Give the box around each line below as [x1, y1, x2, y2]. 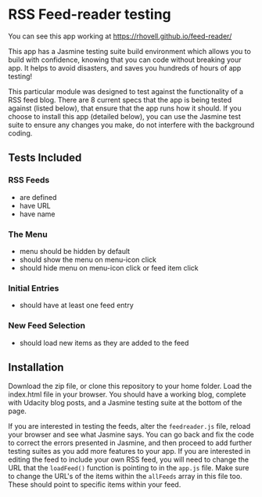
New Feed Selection [8, 320, 86, 331]
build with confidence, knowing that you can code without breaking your [8, 55, 242, 64]
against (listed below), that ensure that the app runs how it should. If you [8, 103, 242, 113]
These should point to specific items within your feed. [8, 480, 181, 489]
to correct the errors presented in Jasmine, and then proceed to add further [8, 438, 253, 448]
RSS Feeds [8, 175, 50, 186]
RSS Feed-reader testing [8, 5, 172, 24]
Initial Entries [8, 282, 59, 293]
